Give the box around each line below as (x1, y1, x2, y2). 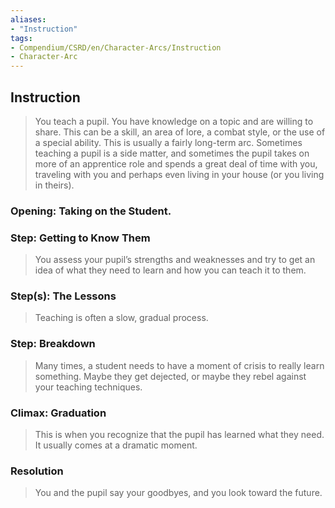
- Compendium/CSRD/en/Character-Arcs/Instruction (10, 42, 222, 53)
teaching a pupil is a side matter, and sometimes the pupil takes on (34, 147, 310, 159)
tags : (10, 33, 33, 43)
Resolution (10, 464, 64, 478)
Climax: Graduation (10, 406, 107, 420)
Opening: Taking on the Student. (10, 204, 172, 218)
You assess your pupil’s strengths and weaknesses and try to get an (34, 254, 316, 266)
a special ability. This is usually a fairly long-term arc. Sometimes (34, 136, 303, 148)
